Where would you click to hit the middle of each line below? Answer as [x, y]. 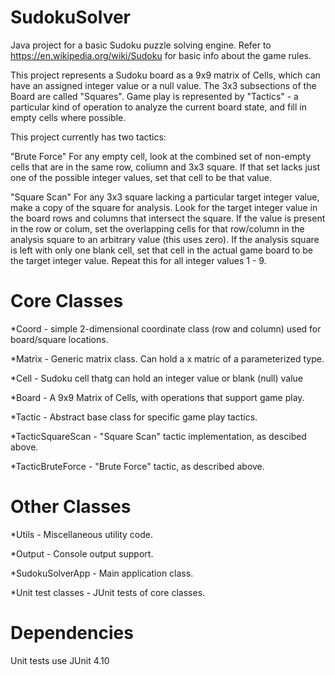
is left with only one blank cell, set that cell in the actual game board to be [161, 250]
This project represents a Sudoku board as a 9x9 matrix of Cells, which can [165, 75]
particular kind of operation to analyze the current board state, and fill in [158, 107]
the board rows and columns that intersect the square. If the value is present [168, 218]
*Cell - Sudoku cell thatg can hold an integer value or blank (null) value [157, 378]
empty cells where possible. [68, 117]
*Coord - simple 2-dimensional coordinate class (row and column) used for [166, 328]
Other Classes [71, 507]
